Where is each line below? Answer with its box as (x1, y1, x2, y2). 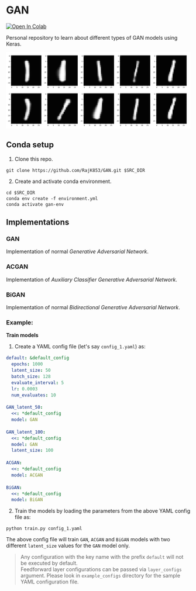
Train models (6, 331, 39, 339)
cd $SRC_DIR (6, 189, 35, 196)
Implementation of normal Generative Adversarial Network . (6, 248, 149, 255)
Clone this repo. (14, 155, 53, 163)
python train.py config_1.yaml (6, 526, 82, 532)
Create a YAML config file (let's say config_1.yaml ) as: (14, 343, 146, 350)
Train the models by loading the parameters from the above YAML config (14, 507, 191, 514)
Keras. (6, 40, 22, 47)
